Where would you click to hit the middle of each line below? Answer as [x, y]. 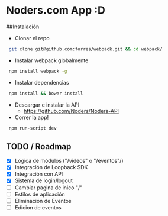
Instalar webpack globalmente [51, 60]
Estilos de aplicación [40, 194]
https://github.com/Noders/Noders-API [71, 111]
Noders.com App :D [56, 10]
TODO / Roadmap [39, 146]
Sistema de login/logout [43, 180]
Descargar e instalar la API [47, 105]
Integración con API [39, 174]
